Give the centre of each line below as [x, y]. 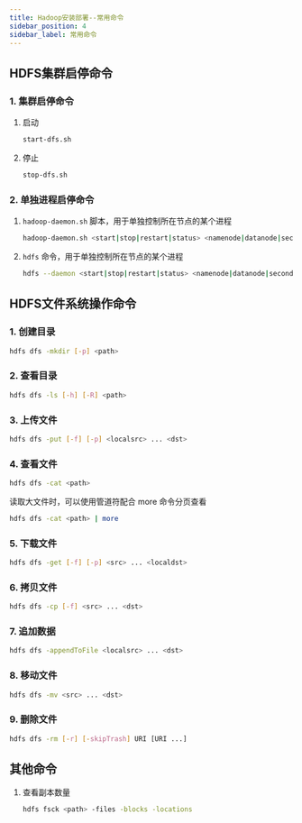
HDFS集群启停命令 [61, 73]
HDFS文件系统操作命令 [73, 304]
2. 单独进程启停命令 [52, 199]
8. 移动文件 [33, 675]
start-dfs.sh [47, 140]
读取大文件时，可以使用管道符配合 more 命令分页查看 [108, 501]
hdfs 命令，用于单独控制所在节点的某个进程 [103, 256]
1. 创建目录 [32, 332]
